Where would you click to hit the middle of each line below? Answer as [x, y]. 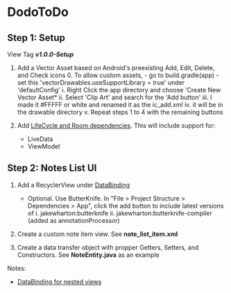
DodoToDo [38, 12]
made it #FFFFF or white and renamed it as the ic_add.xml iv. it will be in [120, 104]
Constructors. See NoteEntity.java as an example [88, 255]
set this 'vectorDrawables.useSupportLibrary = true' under [101, 83]
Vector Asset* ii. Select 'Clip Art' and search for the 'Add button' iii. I [114, 97]
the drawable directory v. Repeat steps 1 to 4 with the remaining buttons [120, 112]
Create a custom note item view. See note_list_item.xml [97, 234]
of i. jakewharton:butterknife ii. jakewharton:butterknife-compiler [120, 213]
